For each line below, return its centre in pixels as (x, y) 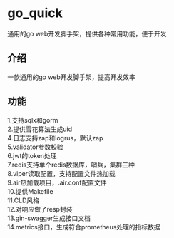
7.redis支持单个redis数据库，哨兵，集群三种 (71, 165)
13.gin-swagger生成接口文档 (49, 218)
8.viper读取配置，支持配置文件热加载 (61, 173)
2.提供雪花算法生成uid (40, 129)
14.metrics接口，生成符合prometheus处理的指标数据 (84, 227)
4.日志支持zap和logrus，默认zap (55, 138)
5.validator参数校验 (35, 147)
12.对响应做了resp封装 (40, 209)
